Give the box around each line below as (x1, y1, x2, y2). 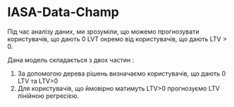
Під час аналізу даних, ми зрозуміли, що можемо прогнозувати (7, 27, 199, 36)
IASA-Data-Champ (7, 4, 120, 20)
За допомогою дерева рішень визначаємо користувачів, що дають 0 (17, 69, 226, 78)
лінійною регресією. (17, 92, 80, 100)
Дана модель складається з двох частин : (7, 55, 135, 64)
